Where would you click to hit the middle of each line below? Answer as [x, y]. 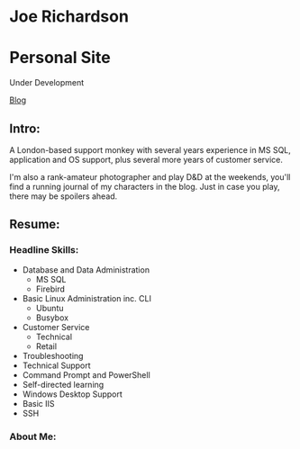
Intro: [25, 128]
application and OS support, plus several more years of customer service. [146, 159]
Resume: [35, 224]
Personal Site [60, 58]
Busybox [52, 318]
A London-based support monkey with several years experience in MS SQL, [150, 149]
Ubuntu [50, 308]
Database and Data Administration [86, 269]
